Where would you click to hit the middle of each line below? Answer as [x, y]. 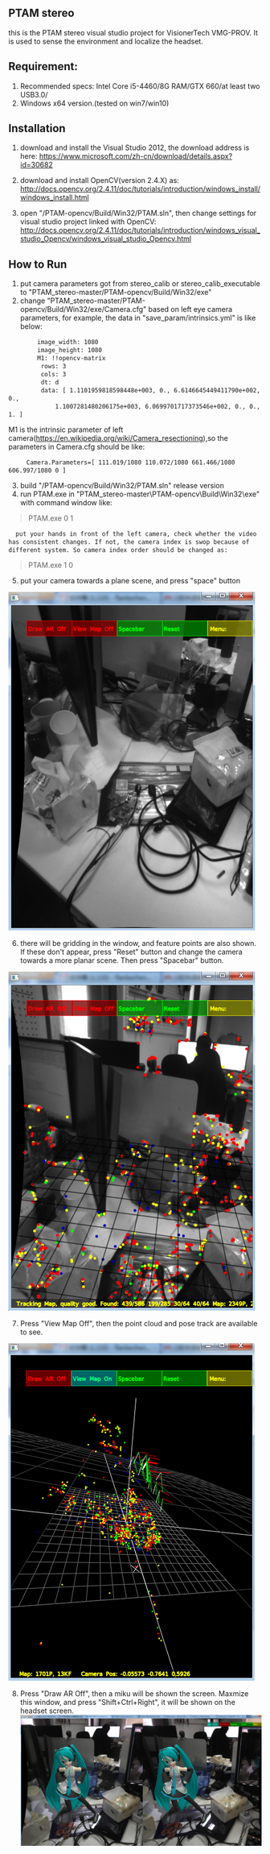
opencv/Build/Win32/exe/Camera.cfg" [83, 309]
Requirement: [43, 66]
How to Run [38, 264]
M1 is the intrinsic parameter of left [66, 429]
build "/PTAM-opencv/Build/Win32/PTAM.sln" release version [122, 486]
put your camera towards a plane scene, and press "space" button [130, 581]
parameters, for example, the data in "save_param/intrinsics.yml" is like [138, 318]
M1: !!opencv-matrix [72, 359]
